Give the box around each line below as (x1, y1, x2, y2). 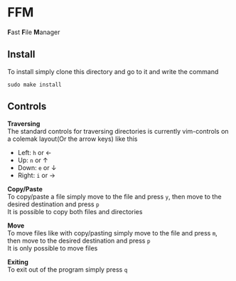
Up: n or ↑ (17, 156, 48, 164)
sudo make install (7, 81, 62, 88)
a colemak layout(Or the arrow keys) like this (7, 134, 138, 143)
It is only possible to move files (7, 243, 98, 253)
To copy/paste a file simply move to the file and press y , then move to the (7, 192, 222, 201)
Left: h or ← (17, 148, 52, 157)
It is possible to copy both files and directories (7, 207, 143, 216)
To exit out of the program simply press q (7, 265, 128, 274)
